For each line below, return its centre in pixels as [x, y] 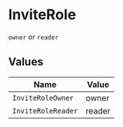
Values [26, 62]
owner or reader [34, 37]
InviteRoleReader [45, 111]
